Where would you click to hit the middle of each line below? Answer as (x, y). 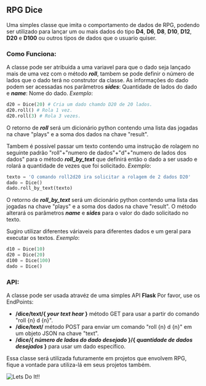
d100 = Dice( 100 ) (29, 261)
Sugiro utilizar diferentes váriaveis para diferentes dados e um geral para (99, 231)
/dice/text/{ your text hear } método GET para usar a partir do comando (107, 314)
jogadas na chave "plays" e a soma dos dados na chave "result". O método (101, 207)
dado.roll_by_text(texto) (39, 188)
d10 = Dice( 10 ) (26, 249)
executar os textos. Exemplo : (43, 238)
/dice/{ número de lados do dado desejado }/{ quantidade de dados (104, 340)
